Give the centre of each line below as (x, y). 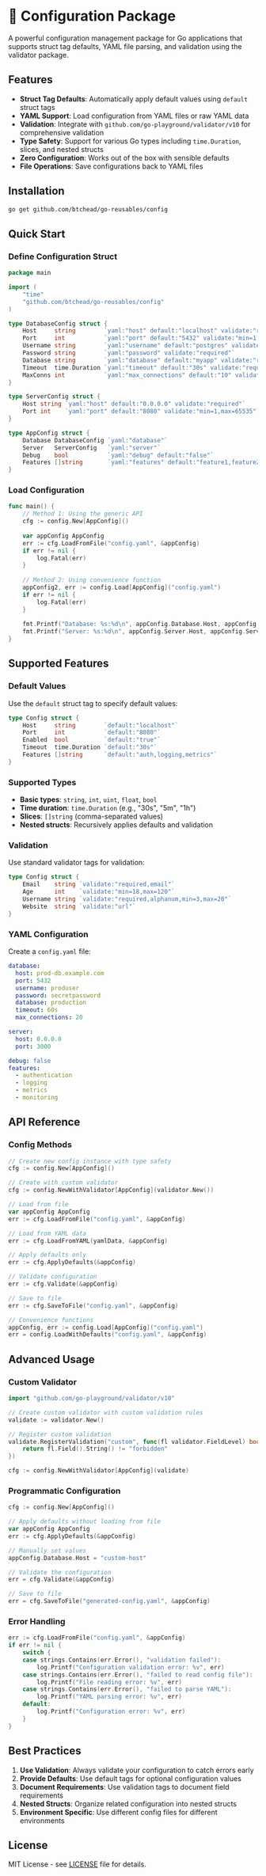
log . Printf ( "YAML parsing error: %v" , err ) (109, 1697)
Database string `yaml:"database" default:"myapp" (120, 360)
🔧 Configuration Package (92, 16)
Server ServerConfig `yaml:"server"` (91, 448)
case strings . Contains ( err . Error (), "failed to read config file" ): (138, 1675)
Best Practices (45, 1751)
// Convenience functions (51, 1320)
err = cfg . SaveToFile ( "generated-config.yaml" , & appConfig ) (110, 1601)
